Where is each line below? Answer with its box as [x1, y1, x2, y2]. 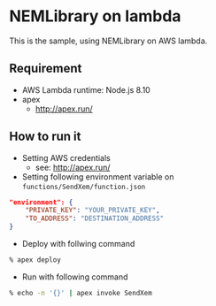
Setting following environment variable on [21, 171, 174, 182]
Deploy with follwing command [21, 239, 135, 249]
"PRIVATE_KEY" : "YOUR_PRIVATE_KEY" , [25, 206, 161, 215]
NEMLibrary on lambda [9, 6, 181, 27]
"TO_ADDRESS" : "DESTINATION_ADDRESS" [25, 214, 165, 223]
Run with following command [21, 272, 128, 282]
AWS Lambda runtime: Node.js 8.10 [21, 84, 150, 95]
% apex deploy [9, 256, 62, 264]
